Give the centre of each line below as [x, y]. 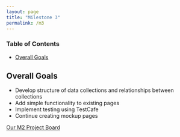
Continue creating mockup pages [56, 116]
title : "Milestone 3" [33, 17]
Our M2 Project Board [33, 127]
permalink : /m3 [25, 23]
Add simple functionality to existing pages [67, 103]
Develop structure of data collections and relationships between [95, 90]
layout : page [23, 12]
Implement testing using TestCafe [57, 109]
